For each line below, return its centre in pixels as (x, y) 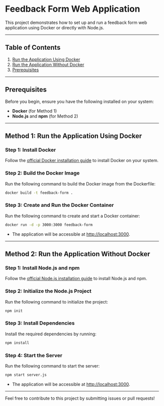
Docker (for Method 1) (34, 111)
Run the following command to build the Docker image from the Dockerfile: (80, 183)
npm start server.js (26, 375)
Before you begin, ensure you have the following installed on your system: (80, 101)
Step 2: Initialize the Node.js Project (48, 291)
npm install (17, 343)
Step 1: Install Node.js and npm (42, 268)
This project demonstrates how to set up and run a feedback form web (76, 22)
